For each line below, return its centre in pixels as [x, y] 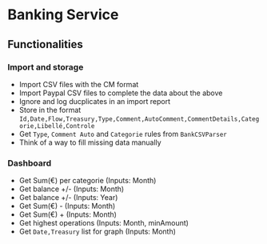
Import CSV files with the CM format [79, 84]
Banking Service [63, 15]
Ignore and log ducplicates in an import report [95, 101]
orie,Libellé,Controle [57, 126]
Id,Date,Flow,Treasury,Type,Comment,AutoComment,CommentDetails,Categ [139, 119]
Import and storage [46, 67]
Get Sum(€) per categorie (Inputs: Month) [88, 181]
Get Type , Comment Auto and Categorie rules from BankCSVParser [123, 134]
